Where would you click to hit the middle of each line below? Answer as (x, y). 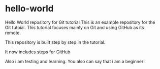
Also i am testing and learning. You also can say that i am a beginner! (75, 61)
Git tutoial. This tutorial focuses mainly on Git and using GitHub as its (75, 27)
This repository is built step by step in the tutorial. (55, 42)
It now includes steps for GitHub (38, 52)
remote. (13, 33)
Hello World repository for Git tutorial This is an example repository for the (80, 22)
